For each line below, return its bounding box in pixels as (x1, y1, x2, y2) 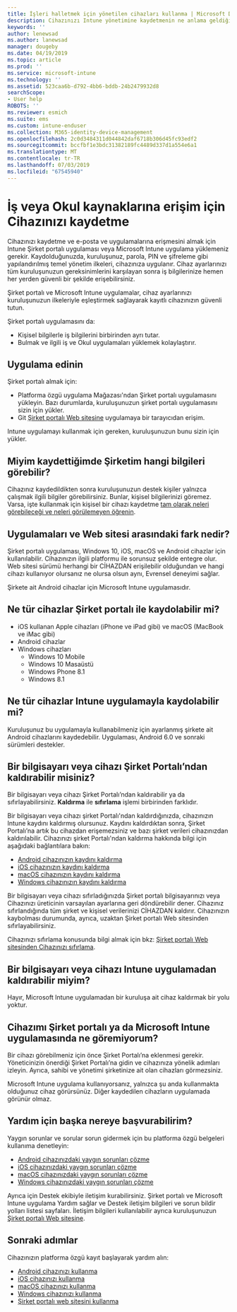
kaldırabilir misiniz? (7, 772, 95, 784)
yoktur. (7, 1001, 28, 1009)
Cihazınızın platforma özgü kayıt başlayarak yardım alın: (7, 1253, 169, 1262)
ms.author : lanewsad (7, 37, 68, 44)
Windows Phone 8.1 (28, 667, 85, 676)
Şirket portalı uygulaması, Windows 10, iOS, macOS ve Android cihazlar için (7, 547, 226, 555)
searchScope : (7, 89, 46, 96)
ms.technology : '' (7, 76, 61, 83)
